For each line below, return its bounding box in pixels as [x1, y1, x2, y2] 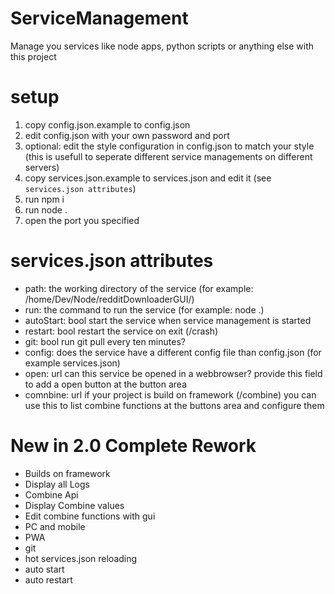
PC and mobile [24, 520, 86, 532]
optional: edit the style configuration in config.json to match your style [24, 140, 315, 152]
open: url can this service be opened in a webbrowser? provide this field [24, 367, 323, 379]
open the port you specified [24, 214, 140, 226]
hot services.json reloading [24, 552, 138, 564]
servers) [24, 161, 60, 173]
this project [10, 50, 57, 62]
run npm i [24, 193, 65, 205]
